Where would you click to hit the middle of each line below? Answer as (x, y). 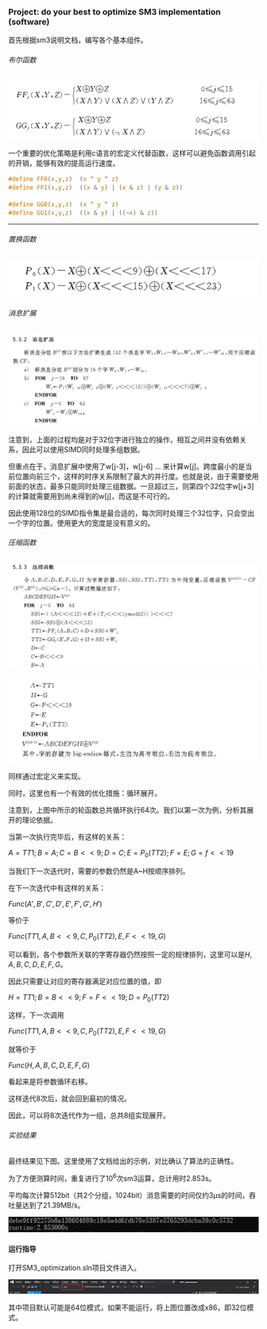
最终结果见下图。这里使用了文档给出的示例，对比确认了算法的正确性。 (123, 1161)
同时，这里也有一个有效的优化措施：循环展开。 (85, 794)
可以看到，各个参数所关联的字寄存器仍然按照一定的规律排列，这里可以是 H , (130, 954)
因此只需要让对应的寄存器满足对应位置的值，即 (85, 981)
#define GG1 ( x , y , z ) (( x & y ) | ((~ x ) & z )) (83, 213)
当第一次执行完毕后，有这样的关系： (68, 837)
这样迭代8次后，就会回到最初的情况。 (70, 1099)
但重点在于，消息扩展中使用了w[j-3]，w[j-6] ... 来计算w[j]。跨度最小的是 (127, 466)
